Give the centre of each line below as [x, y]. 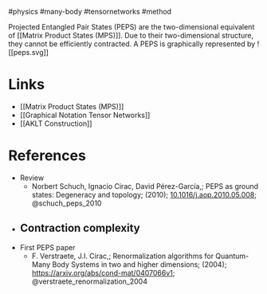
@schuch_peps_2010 [67, 203]
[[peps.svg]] [29, 52]
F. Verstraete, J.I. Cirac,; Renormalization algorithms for [122, 256]
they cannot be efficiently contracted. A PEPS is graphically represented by [132, 44]
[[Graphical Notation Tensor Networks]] [85, 115]
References [47, 156]
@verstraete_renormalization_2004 [89, 281]
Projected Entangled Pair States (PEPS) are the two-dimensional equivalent [132, 27]
